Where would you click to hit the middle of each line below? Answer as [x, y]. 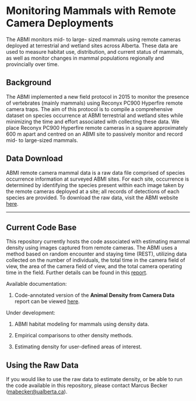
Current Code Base [41, 227]
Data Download [34, 159]
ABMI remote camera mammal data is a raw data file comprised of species [96, 172]
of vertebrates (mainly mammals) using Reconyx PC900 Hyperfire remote [94, 103]
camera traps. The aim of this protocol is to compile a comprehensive [90, 109]
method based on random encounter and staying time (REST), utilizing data [97, 254]
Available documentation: [36, 284]
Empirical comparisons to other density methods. [73, 336]
